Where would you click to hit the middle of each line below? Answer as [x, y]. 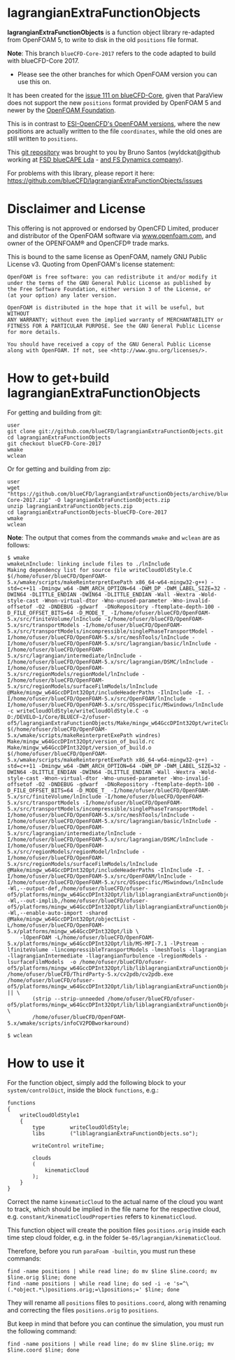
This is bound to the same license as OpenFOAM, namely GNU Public [107, 256]
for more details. [34, 332]
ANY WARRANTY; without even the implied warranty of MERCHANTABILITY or [115, 320]
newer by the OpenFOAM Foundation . [62, 110]
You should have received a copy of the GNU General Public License [109, 344]
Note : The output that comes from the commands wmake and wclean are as [114, 538]
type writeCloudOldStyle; [81, 1127]
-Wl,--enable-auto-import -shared [58, 913]
